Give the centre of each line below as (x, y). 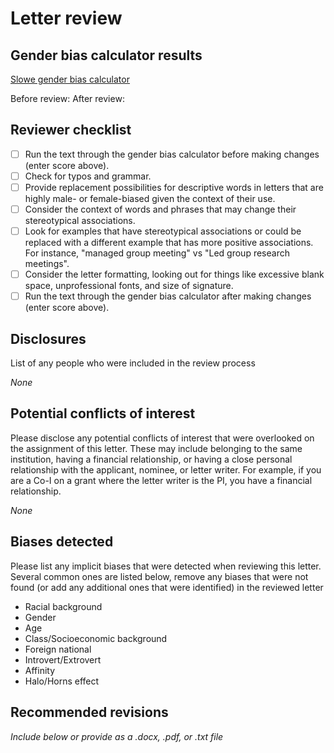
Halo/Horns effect (62, 681)
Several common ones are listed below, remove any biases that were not (159, 576)
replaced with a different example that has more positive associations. (169, 243)
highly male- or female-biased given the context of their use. (150, 198)
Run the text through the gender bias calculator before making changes (172, 154)
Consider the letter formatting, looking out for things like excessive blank (174, 274)
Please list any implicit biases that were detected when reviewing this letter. (166, 566)
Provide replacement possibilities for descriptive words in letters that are (174, 187)
